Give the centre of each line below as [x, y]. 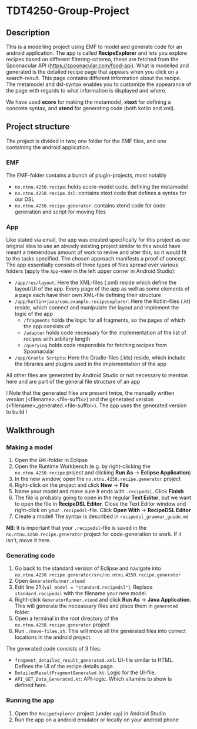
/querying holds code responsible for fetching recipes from [95, 345]
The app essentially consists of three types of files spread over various [92, 265]
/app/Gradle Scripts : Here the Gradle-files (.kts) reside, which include [100, 358]
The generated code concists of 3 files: [54, 649]
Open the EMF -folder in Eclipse [51, 460]
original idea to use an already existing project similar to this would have [94, 246]
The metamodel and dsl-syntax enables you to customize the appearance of [98, 84]
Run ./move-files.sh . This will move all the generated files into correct [100, 631]
